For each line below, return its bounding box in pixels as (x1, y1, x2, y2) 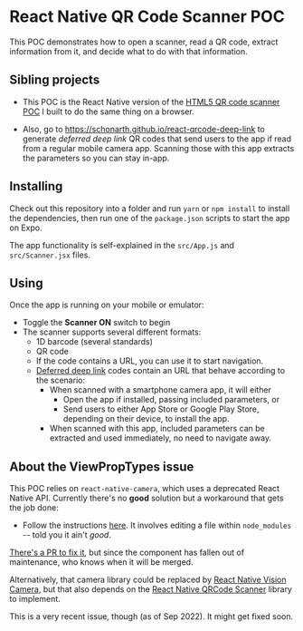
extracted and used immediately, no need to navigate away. (49, 432, 272, 443)
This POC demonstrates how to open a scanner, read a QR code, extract (9, 36, 279, 47)
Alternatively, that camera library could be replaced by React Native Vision (9, 574, 287, 586)
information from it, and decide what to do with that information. (9, 45, 248, 56)
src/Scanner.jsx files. (9, 249, 90, 260)
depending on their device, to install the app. (62, 413, 230, 424)
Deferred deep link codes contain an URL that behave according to (35, 365, 286, 376)
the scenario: (35, 374, 86, 386)
